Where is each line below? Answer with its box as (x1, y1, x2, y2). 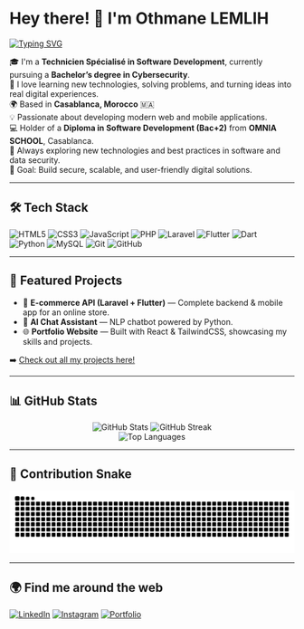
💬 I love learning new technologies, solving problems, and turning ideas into (9, 79, 292, 90)
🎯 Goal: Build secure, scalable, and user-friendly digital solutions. (9, 164, 252, 175)
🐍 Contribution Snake (9, 466, 133, 481)
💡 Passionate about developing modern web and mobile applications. (9, 111, 268, 122)
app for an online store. (22, 307, 110, 318)
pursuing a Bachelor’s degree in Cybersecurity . (9, 69, 190, 80)
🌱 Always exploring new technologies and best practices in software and (9, 145, 280, 156)
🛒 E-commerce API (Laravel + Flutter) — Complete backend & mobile (22, 297, 283, 308)
